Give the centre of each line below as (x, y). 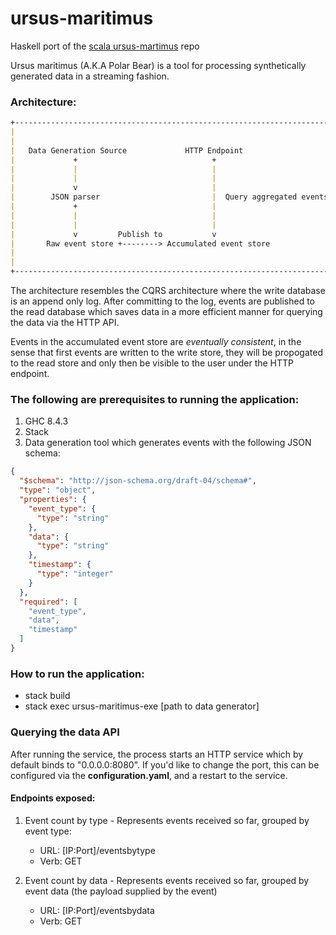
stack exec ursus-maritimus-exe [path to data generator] (142, 706)
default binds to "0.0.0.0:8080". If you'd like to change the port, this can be (165, 764)
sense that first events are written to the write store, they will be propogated (166, 353)
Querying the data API (65, 732)
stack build (47, 696)
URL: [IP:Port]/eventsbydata (97, 910)
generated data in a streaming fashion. (90, 76)
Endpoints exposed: (53, 798)
